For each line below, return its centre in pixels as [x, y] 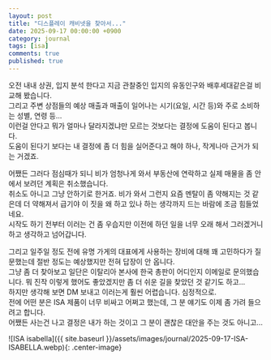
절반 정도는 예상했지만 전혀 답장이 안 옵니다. [105, 261]
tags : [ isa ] [28, 46]
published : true [36, 62]
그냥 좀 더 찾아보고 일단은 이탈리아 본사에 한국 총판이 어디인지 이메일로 [120, 272]
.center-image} [97, 347]
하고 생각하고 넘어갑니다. [47, 234]
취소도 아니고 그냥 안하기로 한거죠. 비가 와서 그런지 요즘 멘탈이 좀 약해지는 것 [129, 193]
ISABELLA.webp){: [39, 347]
